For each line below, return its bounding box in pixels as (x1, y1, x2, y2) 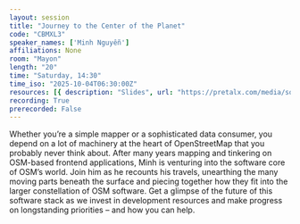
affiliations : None (9, 46, 82, 55)
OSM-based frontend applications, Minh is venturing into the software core (9, 157, 286, 168)
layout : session (9, 12, 70, 22)
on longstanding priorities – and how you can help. (9, 204, 196, 215)
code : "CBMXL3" (9, 29, 66, 38)
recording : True (9, 95, 70, 105)
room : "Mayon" (9, 54, 62, 63)
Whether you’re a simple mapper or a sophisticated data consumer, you (9, 129, 273, 139)
